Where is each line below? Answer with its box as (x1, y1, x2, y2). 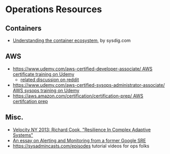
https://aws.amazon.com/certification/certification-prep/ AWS (12, 93, 144, 99)
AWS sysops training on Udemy (12, 87, 80, 93)
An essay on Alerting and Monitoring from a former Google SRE (12, 137, 147, 143)
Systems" (12, 132, 33, 138)
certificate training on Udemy (12, 71, 75, 77)
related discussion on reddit (20, 76, 79, 83)
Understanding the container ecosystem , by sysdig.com (12, 37, 131, 43)
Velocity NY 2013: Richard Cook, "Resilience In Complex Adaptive (12, 126, 151, 133)
